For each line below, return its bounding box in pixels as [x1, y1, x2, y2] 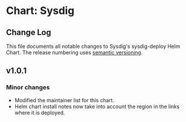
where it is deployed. [14, 109, 66, 116]
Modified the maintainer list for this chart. [14, 96, 115, 103]
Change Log [6, 27, 51, 37]
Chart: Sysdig [6, 4, 75, 18]
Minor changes [6, 83, 50, 92]
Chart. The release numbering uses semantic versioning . [6, 49, 143, 56]
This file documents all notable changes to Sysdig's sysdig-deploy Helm [6, 43, 180, 50]
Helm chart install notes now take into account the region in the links [14, 103, 180, 110]
